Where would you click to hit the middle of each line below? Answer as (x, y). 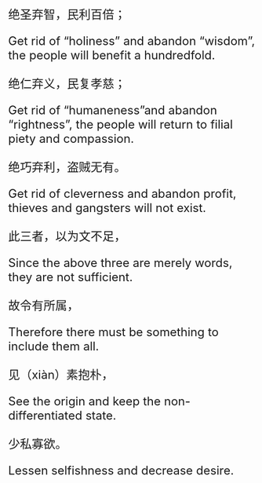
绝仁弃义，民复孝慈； (67, 84)
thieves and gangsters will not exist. (107, 208)
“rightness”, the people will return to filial (121, 124)
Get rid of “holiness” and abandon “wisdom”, (132, 41)
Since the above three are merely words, (120, 263)
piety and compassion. (71, 139)
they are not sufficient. (71, 277)
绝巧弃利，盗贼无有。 (67, 167)
